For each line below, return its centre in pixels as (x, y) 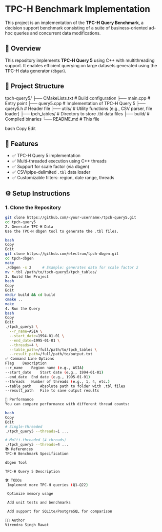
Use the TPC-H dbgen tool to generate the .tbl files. (62, 231)
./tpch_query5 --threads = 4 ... (37, 445)
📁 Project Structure (35, 86)
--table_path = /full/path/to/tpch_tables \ (53, 349)
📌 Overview (23, 48)
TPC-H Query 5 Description (32, 471)
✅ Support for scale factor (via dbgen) (51, 167)
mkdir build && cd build (30, 295)
